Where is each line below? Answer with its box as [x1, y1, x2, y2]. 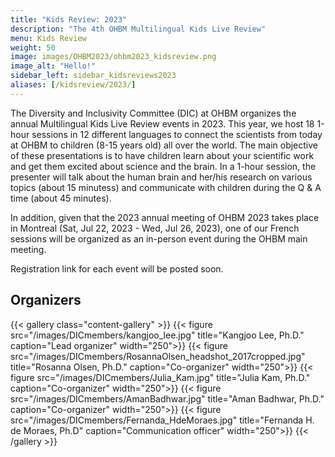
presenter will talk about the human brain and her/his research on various [10, 171, 313, 183]
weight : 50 [10, 42, 56, 53]
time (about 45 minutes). [10, 192, 112, 204]
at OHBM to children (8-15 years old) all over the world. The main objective [10, 139, 318, 151]
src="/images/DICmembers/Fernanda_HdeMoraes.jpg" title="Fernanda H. [10, 414, 315, 426]
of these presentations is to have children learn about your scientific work [10, 149, 315, 161]
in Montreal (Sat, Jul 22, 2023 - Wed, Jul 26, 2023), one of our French [10, 222, 300, 234]
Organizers [10, 292, 82, 309]
